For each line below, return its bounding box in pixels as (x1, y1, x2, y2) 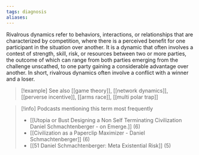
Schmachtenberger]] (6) (29, 135, 90, 142)
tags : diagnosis (6, 8, 47, 15)
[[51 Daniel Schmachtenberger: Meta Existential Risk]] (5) (29, 142, 171, 149)
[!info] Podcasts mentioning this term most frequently (20, 105, 153, 112)
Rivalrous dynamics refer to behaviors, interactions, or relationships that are (6, 31, 194, 38)
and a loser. (6, 75, 35, 83)
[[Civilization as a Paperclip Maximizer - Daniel (29, 129, 146, 136)
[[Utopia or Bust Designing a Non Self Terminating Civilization (29, 116, 182, 123)
